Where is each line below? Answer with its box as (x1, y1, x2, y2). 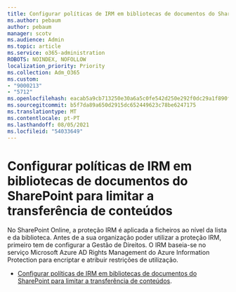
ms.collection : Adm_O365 (7, 69, 80, 76)
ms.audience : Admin (7, 36, 65, 44)
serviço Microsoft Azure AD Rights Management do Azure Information (7, 248, 210, 257)
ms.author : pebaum (7, 17, 61, 24)
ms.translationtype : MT (7, 108, 77, 115)
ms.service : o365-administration (7, 50, 105, 57)
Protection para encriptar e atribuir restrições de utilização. (7, 255, 179, 264)
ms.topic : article (7, 43, 61, 50)
